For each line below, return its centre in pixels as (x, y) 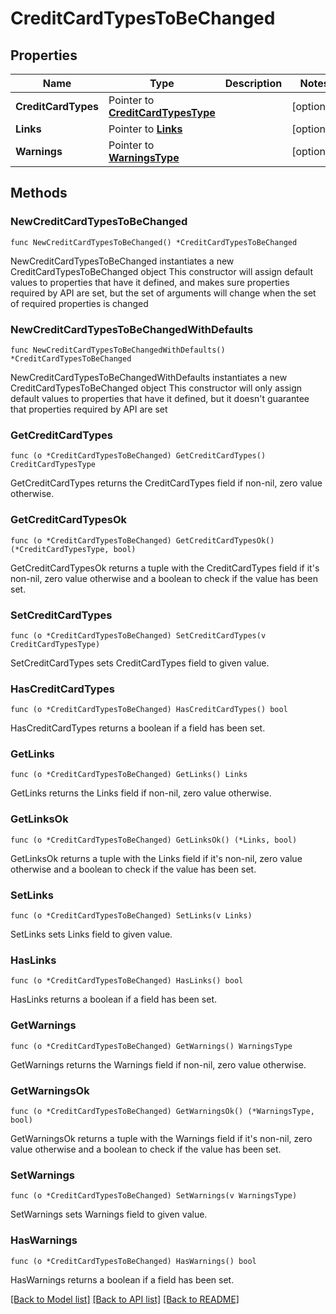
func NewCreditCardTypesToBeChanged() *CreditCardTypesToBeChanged (154, 242)
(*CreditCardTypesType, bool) (73, 549)
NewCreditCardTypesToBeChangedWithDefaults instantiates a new (149, 377)
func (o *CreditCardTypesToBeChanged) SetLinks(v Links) (131, 916)
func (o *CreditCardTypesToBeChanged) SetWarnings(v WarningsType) (154, 1196)
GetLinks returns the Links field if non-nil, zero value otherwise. (141, 793)
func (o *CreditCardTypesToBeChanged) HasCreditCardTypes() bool (149, 710)
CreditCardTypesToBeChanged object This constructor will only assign (156, 388)
